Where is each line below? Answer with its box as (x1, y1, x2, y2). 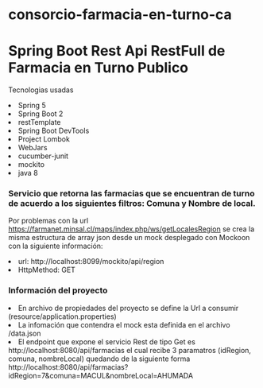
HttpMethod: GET (18, 265, 75, 275)
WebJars (18, 143, 48, 153)
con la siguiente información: (8, 241, 103, 251)
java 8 (18, 169, 38, 178)
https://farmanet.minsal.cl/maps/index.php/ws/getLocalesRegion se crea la (8, 224, 255, 234)
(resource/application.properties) (8, 312, 117, 321)
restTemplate (18, 118, 61, 127)
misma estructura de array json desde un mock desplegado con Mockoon (8, 233, 250, 242)
